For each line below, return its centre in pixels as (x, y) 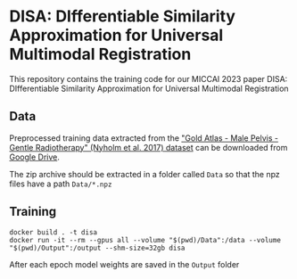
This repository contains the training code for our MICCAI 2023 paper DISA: (148, 78)
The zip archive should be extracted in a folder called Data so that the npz (145, 174)
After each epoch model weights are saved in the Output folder (124, 264)
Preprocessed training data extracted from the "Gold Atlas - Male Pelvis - (144, 138)
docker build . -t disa (54, 232)
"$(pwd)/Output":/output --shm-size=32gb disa (97, 248)
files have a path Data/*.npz (61, 184)
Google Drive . (35, 157)
